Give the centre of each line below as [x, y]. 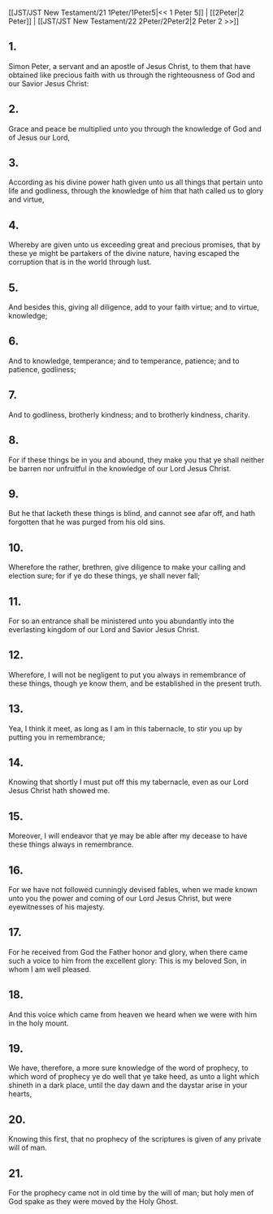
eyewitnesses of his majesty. [57, 907]
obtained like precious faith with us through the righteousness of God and [132, 75]
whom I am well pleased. [50, 969]
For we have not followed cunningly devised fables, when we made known [133, 889]
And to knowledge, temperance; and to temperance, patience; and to [124, 361]
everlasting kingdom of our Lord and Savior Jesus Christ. [104, 629]
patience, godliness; [42, 369]
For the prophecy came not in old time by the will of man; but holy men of [131, 1193]
